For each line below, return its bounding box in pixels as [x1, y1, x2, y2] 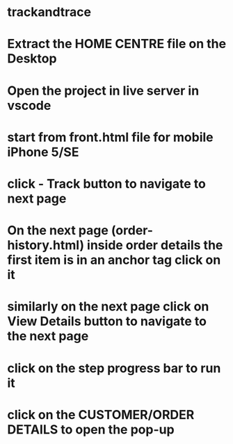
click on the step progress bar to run [7, 360, 221, 376]
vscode [7, 97, 51, 113]
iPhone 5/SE [7, 144, 79, 160]
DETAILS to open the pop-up [7, 422, 175, 437]
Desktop [7, 51, 57, 67]
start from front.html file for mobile [7, 129, 214, 145]
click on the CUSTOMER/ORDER [7, 406, 195, 422]
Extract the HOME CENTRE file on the [7, 36, 227, 52]
